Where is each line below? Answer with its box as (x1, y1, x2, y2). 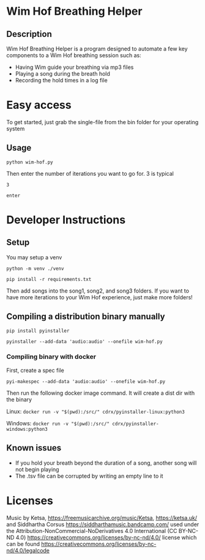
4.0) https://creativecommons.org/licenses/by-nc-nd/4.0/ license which (15, 534, 197, 541)
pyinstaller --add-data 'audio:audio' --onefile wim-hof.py (6, 338, 163, 345)
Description (6, 29, 52, 39)
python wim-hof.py (6, 159, 53, 165)
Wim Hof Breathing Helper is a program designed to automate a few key (6, 45, 188, 52)
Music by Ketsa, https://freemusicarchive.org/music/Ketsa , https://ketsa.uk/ (6, 514, 198, 521)
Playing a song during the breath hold (15, 70, 110, 77)
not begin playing (15, 465, 59, 473)
